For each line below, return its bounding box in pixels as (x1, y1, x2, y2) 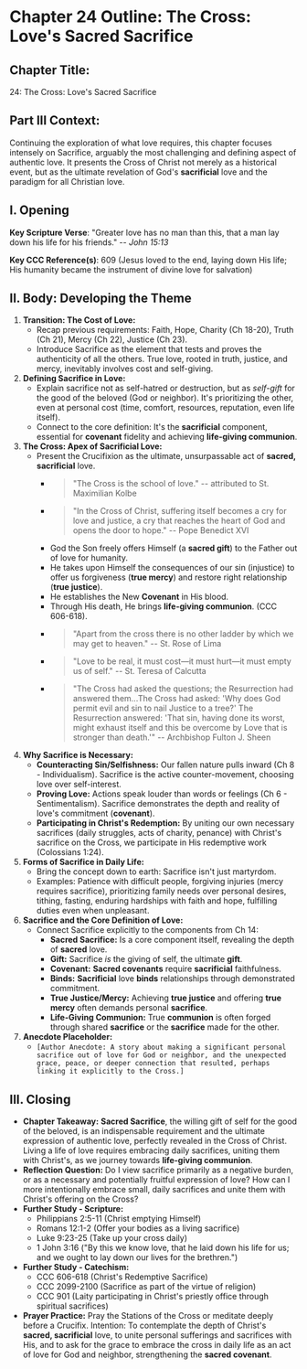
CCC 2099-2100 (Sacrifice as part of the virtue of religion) (36, 1281, 257, 1292)
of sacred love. (49, 944, 108, 955)
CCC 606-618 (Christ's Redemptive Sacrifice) (36, 1271, 208, 1282)
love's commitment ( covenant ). (36, 807, 155, 819)
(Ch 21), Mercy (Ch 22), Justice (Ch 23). (36, 334, 188, 345)
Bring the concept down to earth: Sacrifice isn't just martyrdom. (36, 866, 277, 877)
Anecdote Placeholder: (22, 1032, 112, 1043)
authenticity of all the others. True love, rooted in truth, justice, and (36, 354, 288, 365)
